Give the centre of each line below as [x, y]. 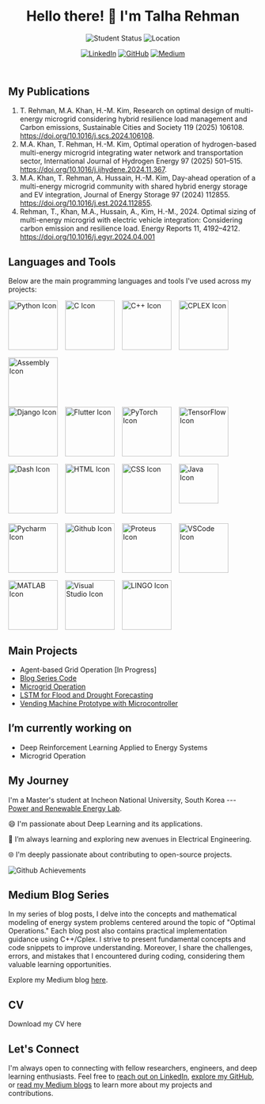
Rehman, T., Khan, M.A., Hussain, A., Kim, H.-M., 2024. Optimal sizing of [138, 212]
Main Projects [43, 650]
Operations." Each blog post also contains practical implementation [117, 931]
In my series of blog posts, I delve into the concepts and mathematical [123, 914]
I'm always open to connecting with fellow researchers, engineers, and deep [133, 1068]
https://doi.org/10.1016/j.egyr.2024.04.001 [87, 237]
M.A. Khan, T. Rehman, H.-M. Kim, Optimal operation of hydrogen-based [138, 144]
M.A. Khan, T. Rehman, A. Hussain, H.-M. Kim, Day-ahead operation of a [137, 178]
